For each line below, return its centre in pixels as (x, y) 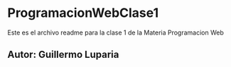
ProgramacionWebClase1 (83, 13)
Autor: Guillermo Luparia (63, 55)
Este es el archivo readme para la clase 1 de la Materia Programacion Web (116, 32)
